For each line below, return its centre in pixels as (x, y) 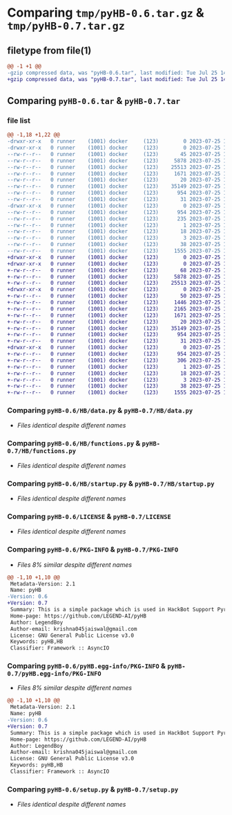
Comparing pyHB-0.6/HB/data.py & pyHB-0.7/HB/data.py (100, 410)
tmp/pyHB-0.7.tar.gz (66, 26)
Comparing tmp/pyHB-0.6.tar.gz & (106, 13)
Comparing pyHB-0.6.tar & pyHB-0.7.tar (94, 101)
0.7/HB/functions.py (42, 451)
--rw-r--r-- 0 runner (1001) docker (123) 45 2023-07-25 (114, 154)
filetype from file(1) (49, 50)
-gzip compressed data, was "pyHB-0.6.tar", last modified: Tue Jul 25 (112, 73)
